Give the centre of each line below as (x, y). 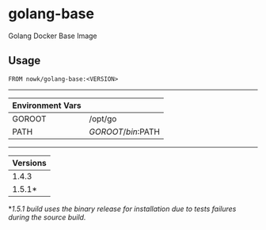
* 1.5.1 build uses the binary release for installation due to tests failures (122, 209)
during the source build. (47, 217)
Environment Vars (47, 105)
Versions (30, 163)
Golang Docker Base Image (53, 36)
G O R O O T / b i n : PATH (125, 132)
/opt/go (103, 118)
